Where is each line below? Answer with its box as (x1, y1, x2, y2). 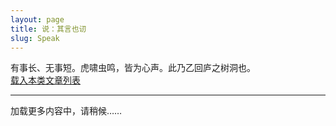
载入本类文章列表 (10, 74, 81, 86)
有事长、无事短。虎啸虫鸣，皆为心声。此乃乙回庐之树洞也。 (10, 62, 256, 74)
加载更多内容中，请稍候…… (10, 105, 123, 117)
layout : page (10, 14, 65, 25)
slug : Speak (10, 33, 60, 43)
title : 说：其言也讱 (10, 24, 87, 34)
